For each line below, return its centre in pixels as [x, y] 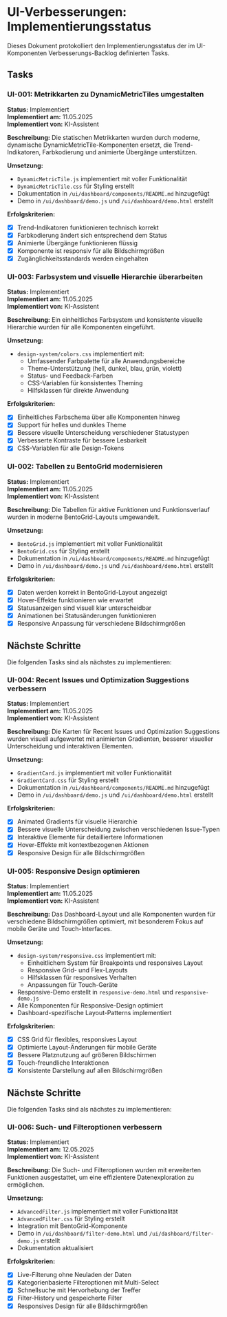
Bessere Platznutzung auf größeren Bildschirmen [87, 1055]
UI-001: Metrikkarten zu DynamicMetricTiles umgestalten [106, 94]
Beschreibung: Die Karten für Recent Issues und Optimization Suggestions [113, 732]
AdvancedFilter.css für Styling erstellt [71, 1219]
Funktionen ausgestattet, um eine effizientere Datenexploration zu [101, 1177]
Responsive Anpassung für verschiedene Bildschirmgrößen [101, 624]
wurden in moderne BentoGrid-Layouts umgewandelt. [84, 517]
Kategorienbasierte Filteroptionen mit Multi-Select [88, 1283]
